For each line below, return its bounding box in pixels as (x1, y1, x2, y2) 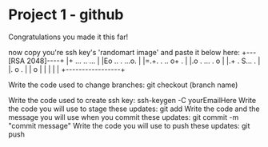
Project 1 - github (8, 6, 124, 24)
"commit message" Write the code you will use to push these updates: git (8, 121, 250, 130)
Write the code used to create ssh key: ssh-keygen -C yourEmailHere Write (8, 95, 257, 105)
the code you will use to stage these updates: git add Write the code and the (8, 104, 260, 113)
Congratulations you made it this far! (8, 32, 129, 42)
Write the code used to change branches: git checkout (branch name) (8, 80, 238, 89)
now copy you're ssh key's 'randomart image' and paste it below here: (8, 47, 240, 57)
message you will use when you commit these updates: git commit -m (8, 112, 239, 121)
